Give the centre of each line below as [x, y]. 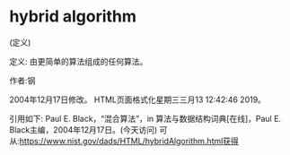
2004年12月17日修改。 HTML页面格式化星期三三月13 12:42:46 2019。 [138, 99]
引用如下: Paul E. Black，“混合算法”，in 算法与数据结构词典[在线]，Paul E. [145, 118]
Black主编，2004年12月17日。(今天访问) [83, 129]
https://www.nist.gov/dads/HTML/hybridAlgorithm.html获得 [129, 141]
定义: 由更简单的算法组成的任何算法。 [79, 61]
